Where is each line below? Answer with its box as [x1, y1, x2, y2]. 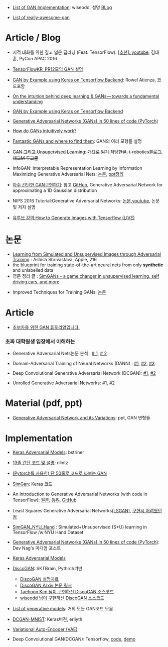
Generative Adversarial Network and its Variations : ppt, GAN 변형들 [12, 415, 150, 421]
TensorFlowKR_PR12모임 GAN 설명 [12, 66, 83, 72]
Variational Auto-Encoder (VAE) [12, 626, 78, 632]
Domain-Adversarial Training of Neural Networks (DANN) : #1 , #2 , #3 [12, 361, 155, 367]
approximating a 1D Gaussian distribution [12, 187, 97, 193]
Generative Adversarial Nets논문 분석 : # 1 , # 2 [12, 351, 107, 357]
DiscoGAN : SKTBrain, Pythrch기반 [12, 565, 83, 571]
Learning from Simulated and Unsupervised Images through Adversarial [12, 251, 161, 257]
